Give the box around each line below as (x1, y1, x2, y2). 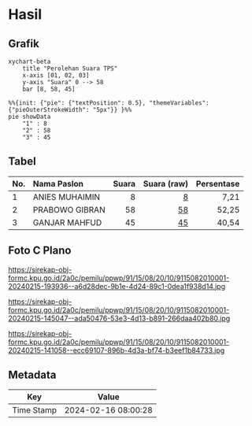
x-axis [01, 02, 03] (22, 72, 90, 80)
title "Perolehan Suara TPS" (22, 65, 118, 72)
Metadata (8, 369, 57, 382)
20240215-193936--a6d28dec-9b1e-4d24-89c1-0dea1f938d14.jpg (8, 281, 226, 291)
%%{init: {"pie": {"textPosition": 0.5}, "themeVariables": (8, 99, 210, 107)
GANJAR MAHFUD (32, 217, 102, 228)
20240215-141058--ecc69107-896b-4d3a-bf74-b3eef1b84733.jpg (8, 345, 225, 355)
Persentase (195, 178, 240, 189)
